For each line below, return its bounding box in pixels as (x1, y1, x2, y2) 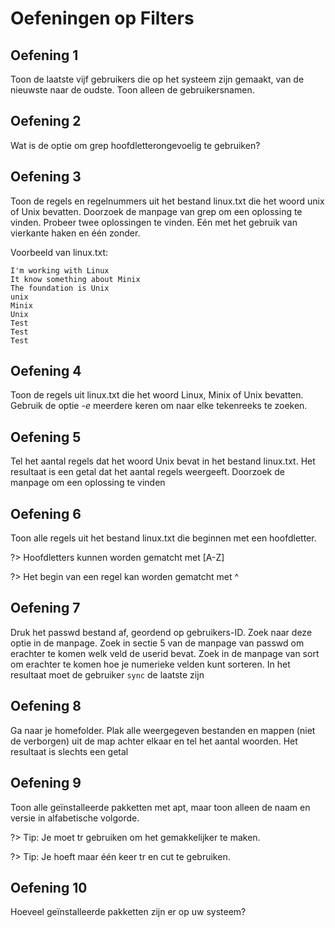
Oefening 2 (10, 113, 82, 130)
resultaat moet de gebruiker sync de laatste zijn (10, 668, 205, 681)
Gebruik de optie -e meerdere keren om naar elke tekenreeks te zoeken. (10, 400, 308, 412)
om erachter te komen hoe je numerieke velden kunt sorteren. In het (10, 658, 291, 670)
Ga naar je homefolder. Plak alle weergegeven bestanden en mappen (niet (10, 724, 316, 736)
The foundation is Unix (10, 283, 110, 293)
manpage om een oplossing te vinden (10, 477, 166, 489)
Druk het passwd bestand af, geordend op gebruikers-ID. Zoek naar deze (10, 626, 313, 638)
